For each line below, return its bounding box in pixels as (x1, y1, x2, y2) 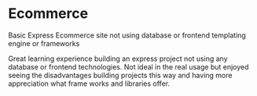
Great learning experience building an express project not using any (8, 54, 228, 63)
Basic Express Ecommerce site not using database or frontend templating (8, 30, 246, 40)
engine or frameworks (8, 38, 80, 48)
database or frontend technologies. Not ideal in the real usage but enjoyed (8, 62, 249, 71)
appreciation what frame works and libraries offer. (8, 79, 171, 88)
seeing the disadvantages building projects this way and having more (8, 70, 233, 80)
